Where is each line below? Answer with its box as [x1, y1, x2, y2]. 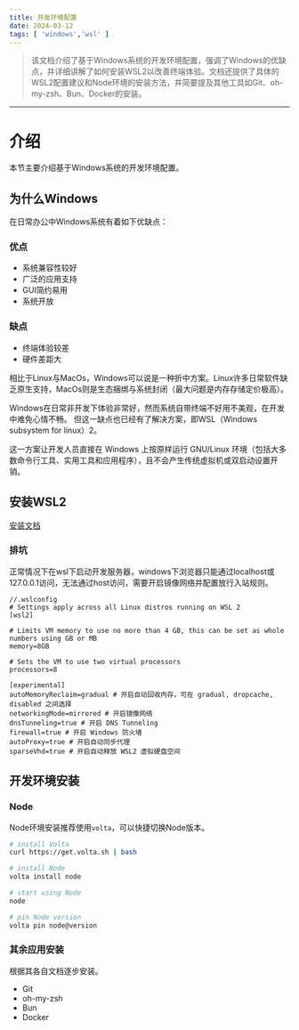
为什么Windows [9, 191, 98, 206]
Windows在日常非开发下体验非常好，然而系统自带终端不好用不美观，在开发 [9, 402, 286, 413]
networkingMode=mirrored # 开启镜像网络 [9, 709, 153, 718]
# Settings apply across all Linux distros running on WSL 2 [9, 603, 241, 612]
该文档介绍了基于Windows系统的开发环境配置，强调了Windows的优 [30, 55, 279, 66]
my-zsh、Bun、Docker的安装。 [30, 88, 147, 99]
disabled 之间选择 [9, 700, 72, 709]
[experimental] [9, 680, 66, 690]
